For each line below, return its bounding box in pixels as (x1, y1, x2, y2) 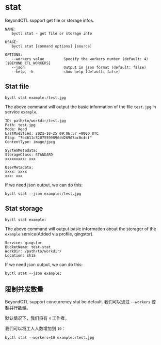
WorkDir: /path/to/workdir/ (5, 249, 62, 253)
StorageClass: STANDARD (5, 152, 53, 157)
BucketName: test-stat (5, 244, 51, 250)
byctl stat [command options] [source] (11, 44, 92, 48)
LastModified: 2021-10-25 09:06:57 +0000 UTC (5, 131, 98, 136)
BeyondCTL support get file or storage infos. (5, 17, 95, 23)
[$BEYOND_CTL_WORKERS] (5, 61, 51, 65)
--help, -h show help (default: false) (11, 69, 120, 74)
